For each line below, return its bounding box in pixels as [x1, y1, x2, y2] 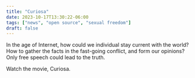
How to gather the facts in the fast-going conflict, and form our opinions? [6, 48, 185, 55]
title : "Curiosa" [6, 8, 49, 15]
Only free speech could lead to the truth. [6, 54, 106, 61]
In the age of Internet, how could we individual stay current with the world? [6, 41, 189, 48]
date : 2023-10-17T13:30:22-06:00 [6, 14, 89, 20]
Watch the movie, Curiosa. [6, 66, 71, 73]
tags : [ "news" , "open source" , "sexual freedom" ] [6, 19, 132, 25]
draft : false [6, 25, 39, 31]
